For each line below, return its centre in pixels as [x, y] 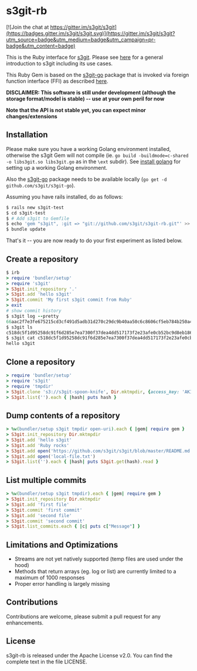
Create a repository [42, 259]
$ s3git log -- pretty [33, 316]
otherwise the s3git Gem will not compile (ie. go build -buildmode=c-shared [97, 155]
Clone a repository [40, 362]
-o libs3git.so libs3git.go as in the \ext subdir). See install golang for [93, 161]
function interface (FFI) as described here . [57, 81]
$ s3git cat [21, 338]
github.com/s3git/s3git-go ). [41, 185]
